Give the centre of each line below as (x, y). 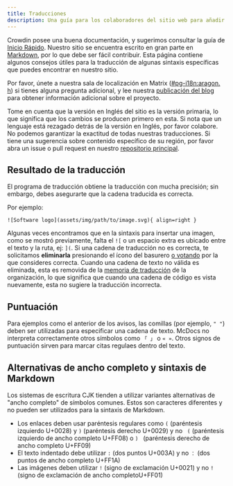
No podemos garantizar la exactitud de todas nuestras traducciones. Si (109, 133)
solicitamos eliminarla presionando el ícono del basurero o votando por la (113, 255)
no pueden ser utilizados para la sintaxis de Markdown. (86, 410)
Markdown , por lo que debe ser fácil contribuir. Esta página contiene (105, 55)
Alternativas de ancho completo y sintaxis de (107, 367)
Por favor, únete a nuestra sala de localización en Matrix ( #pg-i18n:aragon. (114, 83)
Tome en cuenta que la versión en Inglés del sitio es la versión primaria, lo (113, 111)
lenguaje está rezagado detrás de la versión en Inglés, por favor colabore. (113, 126)
